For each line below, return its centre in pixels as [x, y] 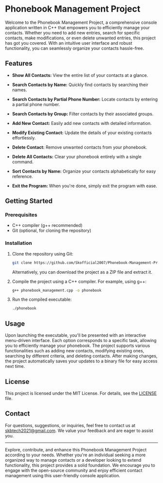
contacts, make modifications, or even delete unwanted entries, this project [81, 38]
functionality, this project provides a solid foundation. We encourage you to [80, 465]
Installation [19, 243]
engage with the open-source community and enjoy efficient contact [74, 470]
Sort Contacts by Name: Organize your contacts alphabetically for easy [84, 171]
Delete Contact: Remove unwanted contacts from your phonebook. [80, 147]
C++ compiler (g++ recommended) [47, 225]
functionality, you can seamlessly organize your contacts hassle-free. [74, 48]
